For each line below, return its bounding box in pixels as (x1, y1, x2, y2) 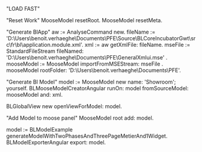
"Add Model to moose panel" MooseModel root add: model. (6, 114, 154, 121)
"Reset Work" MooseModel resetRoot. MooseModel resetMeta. (6, 17, 163, 23)
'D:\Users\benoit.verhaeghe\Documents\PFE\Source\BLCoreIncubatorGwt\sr (6, 35, 196, 41)
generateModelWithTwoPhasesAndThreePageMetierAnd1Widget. (6, 132, 168, 139)
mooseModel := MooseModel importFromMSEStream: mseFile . (6, 60, 164, 67)
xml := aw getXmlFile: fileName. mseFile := (84, 41, 191, 48)
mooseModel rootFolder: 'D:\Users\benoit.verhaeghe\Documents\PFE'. (6, 67, 182, 74)
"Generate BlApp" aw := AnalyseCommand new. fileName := (6, 28, 156, 35)
